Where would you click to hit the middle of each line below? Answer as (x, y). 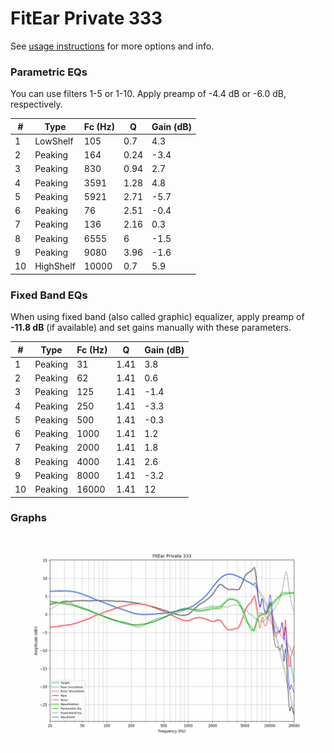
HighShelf (55, 266)
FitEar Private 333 (86, 18)
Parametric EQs (49, 72)
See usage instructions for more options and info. (112, 46)
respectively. (36, 104)
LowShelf (54, 141)
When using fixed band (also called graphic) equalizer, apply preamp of (157, 317)
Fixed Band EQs (49, 295)
